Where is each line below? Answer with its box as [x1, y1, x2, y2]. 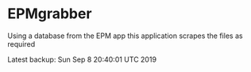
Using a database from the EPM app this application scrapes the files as [7, 31, 243, 40]
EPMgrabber [7, 5, 92, 23]
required [7, 39, 36, 48]
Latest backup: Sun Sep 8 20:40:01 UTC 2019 [7, 55, 156, 64]
